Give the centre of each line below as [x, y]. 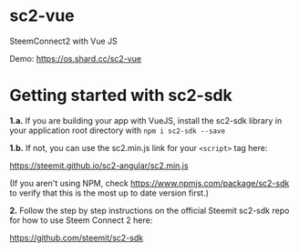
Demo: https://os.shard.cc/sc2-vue [76, 58]
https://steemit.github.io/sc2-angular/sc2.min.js [99, 166]
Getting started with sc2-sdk [121, 96]
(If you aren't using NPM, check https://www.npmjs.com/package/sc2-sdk [149, 183]
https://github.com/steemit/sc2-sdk [77, 237]
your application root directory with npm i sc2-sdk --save [118, 130]
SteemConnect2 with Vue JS [64, 41]
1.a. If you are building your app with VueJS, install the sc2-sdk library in [146, 120]
